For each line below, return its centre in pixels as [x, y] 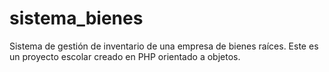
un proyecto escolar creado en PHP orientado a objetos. [125, 56]
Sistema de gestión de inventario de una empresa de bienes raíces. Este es [164, 46]
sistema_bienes [76, 18]
